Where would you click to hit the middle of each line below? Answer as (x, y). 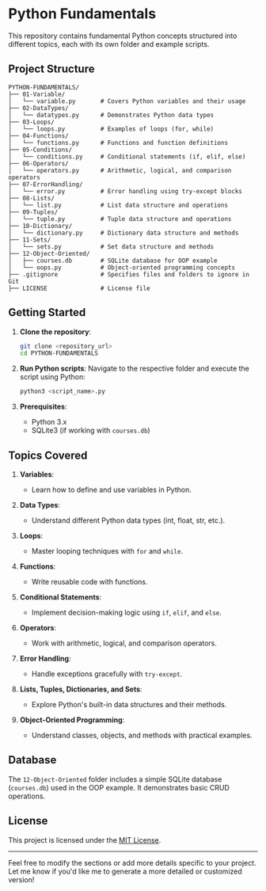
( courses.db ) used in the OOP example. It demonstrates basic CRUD (119, 787)
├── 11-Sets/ (30, 240)
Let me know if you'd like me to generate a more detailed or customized (125, 871)
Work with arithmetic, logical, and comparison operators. (124, 643)
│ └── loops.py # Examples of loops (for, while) (111, 129)
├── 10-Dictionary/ (40, 226)
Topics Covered (48, 455)
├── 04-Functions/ (38, 135)
